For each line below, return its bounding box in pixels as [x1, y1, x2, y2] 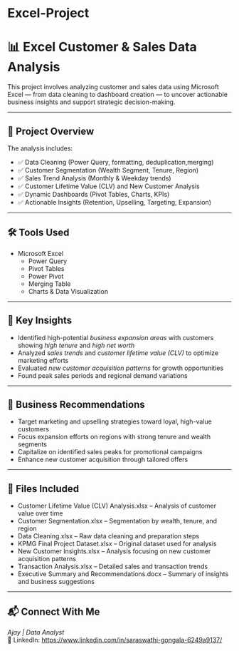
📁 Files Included [7, 483, 80, 495]
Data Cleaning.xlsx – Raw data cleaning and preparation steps [17, 532, 200, 540]
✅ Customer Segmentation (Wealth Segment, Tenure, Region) [17, 165, 199, 174]
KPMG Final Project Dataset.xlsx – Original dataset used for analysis [17, 540, 217, 548]
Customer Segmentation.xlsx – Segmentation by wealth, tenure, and [17, 517, 218, 526]
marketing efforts [17, 356, 69, 364]
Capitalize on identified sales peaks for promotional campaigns [17, 448, 203, 456]
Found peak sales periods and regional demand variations [17, 371, 188, 379]
